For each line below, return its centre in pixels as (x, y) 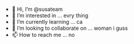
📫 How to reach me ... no (43, 35)
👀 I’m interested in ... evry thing (50, 15)
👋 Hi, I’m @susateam (37, 9)
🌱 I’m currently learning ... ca (47, 22)
